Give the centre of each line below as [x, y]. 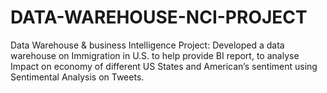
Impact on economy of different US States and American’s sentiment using [164, 66]
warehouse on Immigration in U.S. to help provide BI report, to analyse [155, 55]
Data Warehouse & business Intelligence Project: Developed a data [147, 45]
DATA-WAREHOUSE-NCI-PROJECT [159, 17]
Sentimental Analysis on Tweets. [77, 77]
